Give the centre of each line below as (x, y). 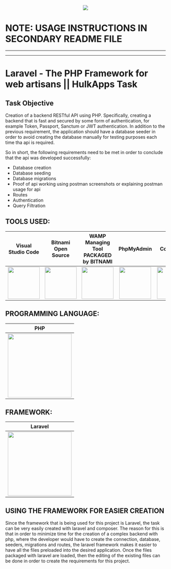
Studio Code (24, 252)
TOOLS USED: (28, 222)
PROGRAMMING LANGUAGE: (52, 314)
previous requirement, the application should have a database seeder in (80, 131)
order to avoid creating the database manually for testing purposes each (81, 137)
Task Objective (30, 103)
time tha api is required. (30, 142)
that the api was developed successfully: (48, 158)
